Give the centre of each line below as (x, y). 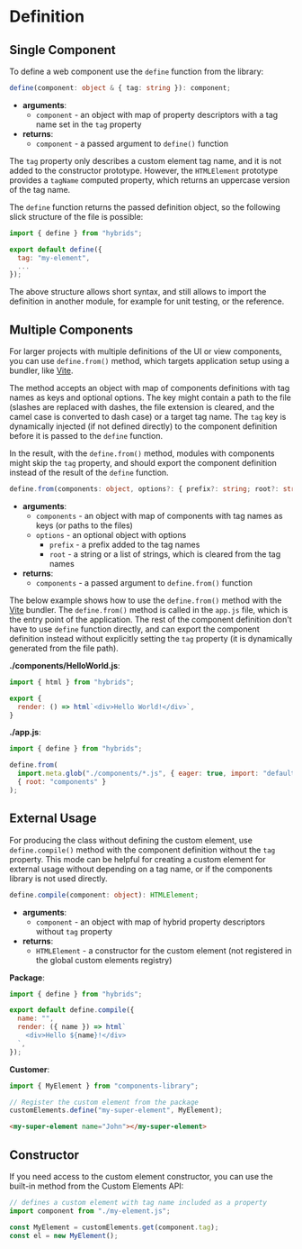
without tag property (74, 931)
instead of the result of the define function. (89, 473)
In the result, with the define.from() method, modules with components (142, 453)
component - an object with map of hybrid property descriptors (151, 922)
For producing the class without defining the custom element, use (131, 840)
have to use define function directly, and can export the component (134, 629)
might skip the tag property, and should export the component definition (143, 463)
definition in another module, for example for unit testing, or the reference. (147, 301)
